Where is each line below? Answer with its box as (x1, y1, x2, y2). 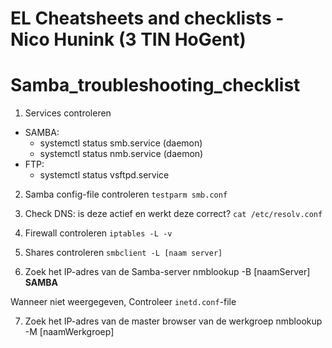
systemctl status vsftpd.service (39, 169, 170, 181)
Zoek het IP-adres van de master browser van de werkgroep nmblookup (24, 315, 323, 327)
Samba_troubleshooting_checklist (10, 74, 301, 97)
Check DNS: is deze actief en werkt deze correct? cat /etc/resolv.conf (24, 208, 323, 220)
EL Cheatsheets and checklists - (10, 7, 285, 30)
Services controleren (24, 107, 112, 119)
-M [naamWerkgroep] (24, 326, 115, 338)
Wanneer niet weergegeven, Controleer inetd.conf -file (10, 296, 237, 308)
